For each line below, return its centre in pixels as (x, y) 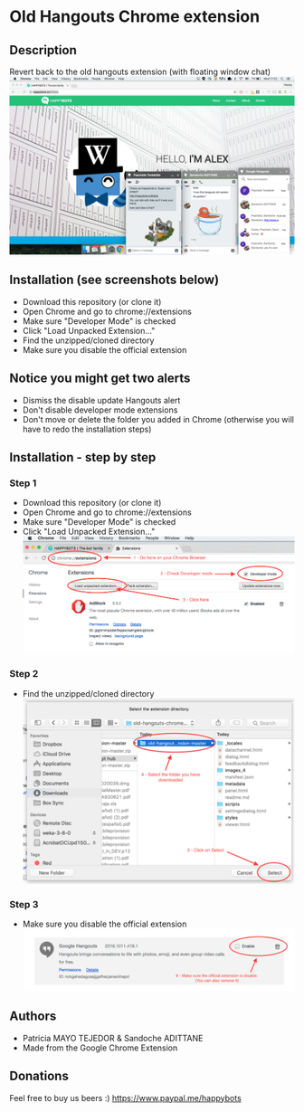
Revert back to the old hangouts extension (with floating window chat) (140, 71)
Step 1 (23, 483)
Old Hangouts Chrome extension (135, 17)
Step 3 (24, 904)
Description (43, 50)
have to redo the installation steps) (87, 429)
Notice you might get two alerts (100, 379)
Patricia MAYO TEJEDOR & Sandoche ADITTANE (113, 1038)
